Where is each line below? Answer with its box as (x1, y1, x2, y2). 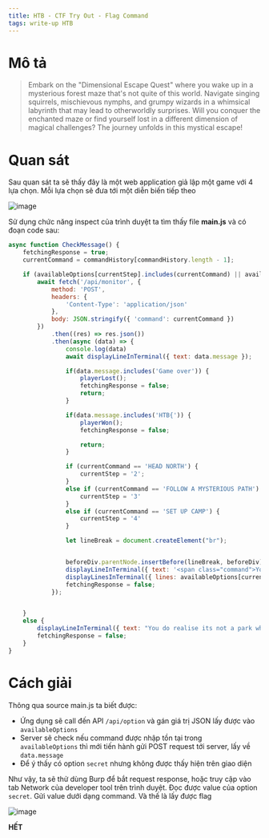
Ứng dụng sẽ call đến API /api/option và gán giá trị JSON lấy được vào (19, 715, 255, 726)
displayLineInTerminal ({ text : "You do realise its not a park (37, 625, 252, 633)
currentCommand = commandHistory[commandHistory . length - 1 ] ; (22, 256, 235, 265)
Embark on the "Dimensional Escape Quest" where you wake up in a (27, 80, 254, 90)
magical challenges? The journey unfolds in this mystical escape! (27, 123, 243, 132)
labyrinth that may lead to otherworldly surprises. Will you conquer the (27, 106, 261, 115)
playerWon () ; (79, 419, 124, 427)
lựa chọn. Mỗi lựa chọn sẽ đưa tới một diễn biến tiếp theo (8, 186, 196, 196)
